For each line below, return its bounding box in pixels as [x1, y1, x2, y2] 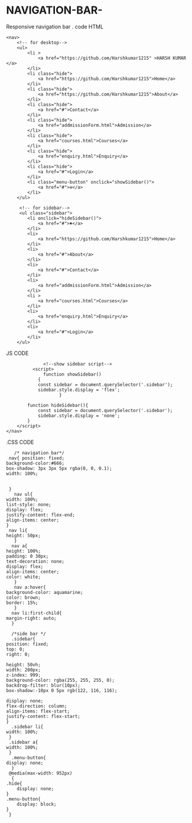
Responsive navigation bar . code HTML [6, 23, 104, 30]
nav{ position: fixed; [8, 455, 65, 461]
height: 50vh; [6, 662, 41, 668]
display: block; [17, 801, 57, 807]
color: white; [6, 574, 41, 580]
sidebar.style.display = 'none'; [37, 413, 120, 419]
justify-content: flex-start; [6, 713, 81, 719]
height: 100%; [6, 548, 41, 554]
